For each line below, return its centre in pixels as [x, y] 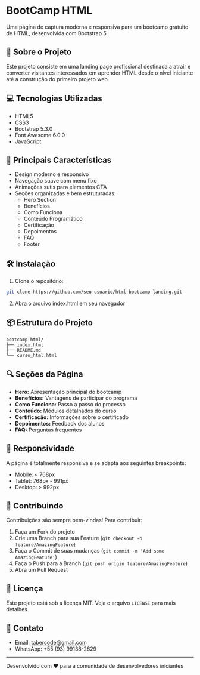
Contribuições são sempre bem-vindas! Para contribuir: [74, 520]
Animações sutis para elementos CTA [61, 187]
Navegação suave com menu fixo [56, 181]
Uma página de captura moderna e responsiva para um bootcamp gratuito [97, 27]
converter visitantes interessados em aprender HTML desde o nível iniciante [100, 73]
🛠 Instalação [31, 263]
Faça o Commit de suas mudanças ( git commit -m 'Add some [90, 551]
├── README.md [24, 350]
